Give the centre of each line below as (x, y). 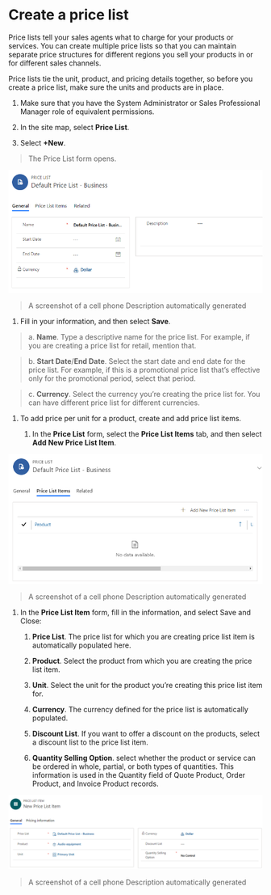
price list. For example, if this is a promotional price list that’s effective (144, 369)
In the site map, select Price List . (75, 127)
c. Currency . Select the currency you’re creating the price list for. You (144, 394)
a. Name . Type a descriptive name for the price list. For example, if (139, 336)
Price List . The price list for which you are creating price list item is (144, 636)
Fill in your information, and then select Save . (95, 321)
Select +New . (43, 142)
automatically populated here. (81, 645)
